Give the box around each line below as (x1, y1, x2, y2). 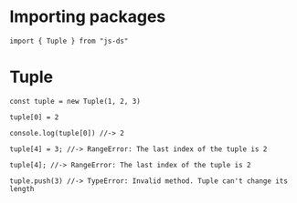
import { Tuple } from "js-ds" (9, 36, 129, 46)
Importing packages (9, 6, 166, 27)
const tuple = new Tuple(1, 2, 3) (9, 96, 142, 106)
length (9, 184, 35, 193)
